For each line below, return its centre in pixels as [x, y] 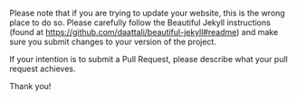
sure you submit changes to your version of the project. [113, 41]
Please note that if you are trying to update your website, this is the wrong [147, 13]
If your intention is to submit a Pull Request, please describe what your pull [148, 59]
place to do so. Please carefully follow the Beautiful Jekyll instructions [140, 23]
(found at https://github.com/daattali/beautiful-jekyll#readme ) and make [144, 32]
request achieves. [43, 68]
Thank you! [30, 86]
